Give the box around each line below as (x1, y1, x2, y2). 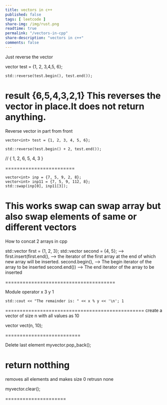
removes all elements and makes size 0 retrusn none (5, 376, 114, 382)
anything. (5, 111, 46, 123)
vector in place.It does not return (5, 100, 144, 112)
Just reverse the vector (5, 54, 53, 60)
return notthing (5, 359, 70, 371)
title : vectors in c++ (5, 7, 52, 13)
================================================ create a (5, 307, 162, 313)
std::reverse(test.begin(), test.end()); (5, 73, 93, 78)
